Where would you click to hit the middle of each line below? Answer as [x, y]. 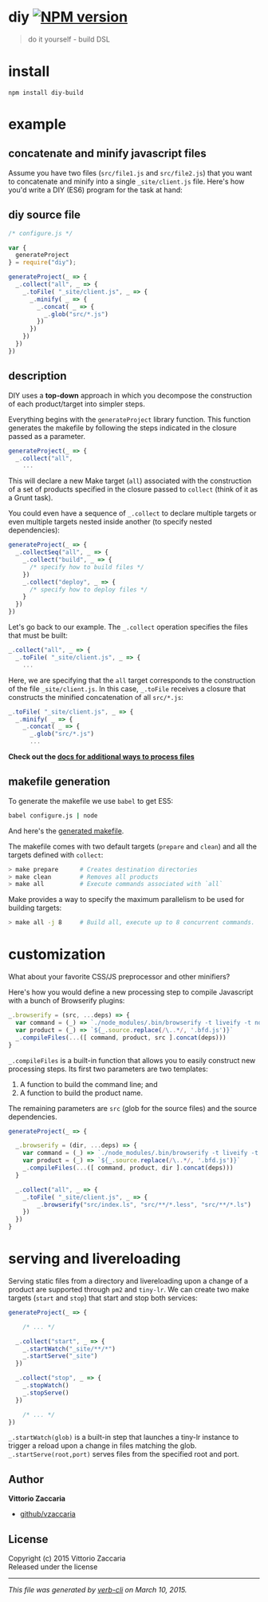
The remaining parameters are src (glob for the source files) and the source [133, 1108]
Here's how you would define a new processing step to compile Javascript [131, 992]
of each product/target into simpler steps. [77, 404]
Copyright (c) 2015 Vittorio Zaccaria [67, 1558]
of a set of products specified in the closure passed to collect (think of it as [133, 489]
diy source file [45, 215]
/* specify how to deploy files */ [89, 589]
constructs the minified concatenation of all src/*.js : [96, 697]
